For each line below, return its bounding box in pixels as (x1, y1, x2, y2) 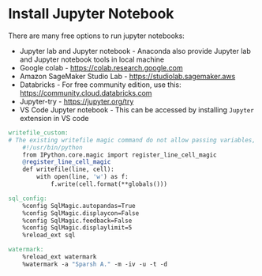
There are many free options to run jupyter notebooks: (8, 31, 185, 40)
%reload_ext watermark (22, 253, 97, 261)
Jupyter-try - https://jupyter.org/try (19, 96, 134, 106)
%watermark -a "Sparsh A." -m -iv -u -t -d (22, 260, 168, 268)
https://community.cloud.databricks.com (19, 88, 152, 97)
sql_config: (8, 195, 47, 202)
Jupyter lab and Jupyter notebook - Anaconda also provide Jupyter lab (19, 46, 251, 55)
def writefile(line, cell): (22, 165, 114, 174)
